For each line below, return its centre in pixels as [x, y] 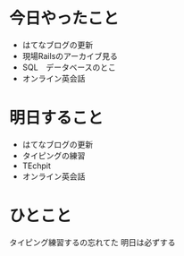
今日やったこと [64, 18]
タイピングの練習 [54, 155]
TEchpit [37, 166]
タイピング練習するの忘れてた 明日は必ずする [92, 242]
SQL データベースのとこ [69, 67]
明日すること [57, 118]
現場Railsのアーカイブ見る [70, 55]
